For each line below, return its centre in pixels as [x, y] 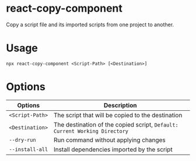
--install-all [29, 149]
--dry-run [22, 140]
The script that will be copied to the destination [118, 115]
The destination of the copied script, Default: [116, 124]
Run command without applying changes [110, 140]
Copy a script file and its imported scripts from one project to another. [90, 24]
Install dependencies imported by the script [113, 149]
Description [120, 105]
